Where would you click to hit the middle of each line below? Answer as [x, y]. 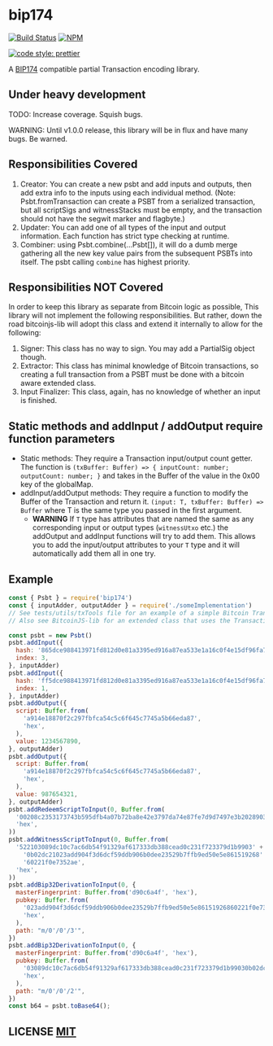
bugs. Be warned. [38, 138]
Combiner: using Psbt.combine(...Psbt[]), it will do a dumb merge [129, 244]
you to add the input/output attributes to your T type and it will [136, 545]
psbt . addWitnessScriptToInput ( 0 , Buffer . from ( [89, 840]
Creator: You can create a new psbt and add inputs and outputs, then [136, 184]
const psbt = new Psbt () [50, 635]
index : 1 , [32, 688]
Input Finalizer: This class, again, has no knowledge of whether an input [140, 392]
